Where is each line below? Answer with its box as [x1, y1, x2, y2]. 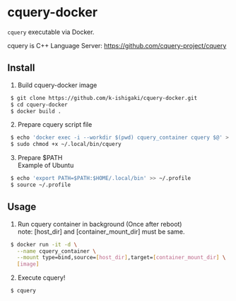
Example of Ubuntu [17, 161, 74, 170]
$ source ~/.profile [10, 181, 71, 188]
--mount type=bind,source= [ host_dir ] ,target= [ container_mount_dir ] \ [16, 254, 226, 261]
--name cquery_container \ [16, 247, 97, 255]
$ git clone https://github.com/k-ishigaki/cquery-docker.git [10, 94, 198, 101]
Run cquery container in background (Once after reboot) [17, 220, 182, 228]
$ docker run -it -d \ [10, 241, 78, 248]
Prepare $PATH [17, 154, 63, 162]
